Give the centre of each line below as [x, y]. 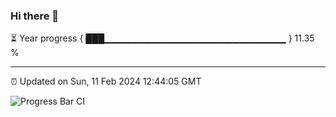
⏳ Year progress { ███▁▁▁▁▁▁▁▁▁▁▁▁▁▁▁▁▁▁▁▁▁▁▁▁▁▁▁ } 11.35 [162, 38]
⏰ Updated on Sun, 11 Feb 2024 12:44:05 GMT [106, 81]
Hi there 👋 [35, 16]
